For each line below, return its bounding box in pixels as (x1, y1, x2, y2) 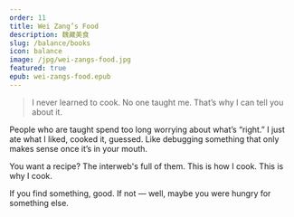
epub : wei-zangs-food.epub (9, 72, 111, 81)
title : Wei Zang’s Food (9, 22, 100, 31)
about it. (31, 106, 63, 118)
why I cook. (9, 170, 52, 181)
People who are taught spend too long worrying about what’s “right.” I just (9, 124, 285, 135)
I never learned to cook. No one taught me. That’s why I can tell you (31, 97, 284, 108)
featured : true (9, 64, 67, 73)
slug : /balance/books (9, 38, 91, 48)
